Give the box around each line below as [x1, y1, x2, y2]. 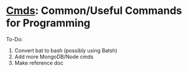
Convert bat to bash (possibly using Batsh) [14, 47, 118, 54]
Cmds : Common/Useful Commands [6, 4, 182, 17]
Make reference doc [14, 59, 64, 66]
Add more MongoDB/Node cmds [14, 53, 93, 60]
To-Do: [6, 35, 23, 42]
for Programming [6, 16, 90, 30]
